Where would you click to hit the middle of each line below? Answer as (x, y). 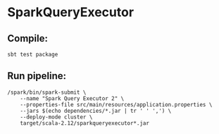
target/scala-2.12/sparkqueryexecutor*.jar (85, 123)
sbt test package (33, 54)
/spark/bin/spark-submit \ (47, 92)
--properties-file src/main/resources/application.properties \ (116, 104)
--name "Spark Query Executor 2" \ (72, 98)
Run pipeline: (37, 76)
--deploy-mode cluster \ (56, 117)
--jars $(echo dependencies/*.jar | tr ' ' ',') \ (96, 111)
